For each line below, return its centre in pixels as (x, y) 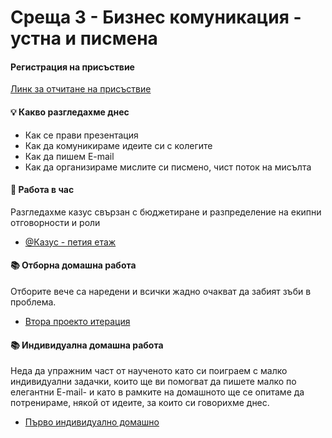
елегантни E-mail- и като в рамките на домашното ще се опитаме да (157, 392)
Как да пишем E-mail (69, 156)
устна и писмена (84, 38)
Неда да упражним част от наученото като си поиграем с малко (149, 371)
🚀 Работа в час (42, 190)
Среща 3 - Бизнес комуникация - (156, 17)
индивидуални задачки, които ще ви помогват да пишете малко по (153, 382)
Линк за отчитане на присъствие (81, 89)
